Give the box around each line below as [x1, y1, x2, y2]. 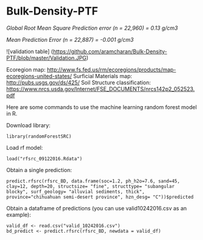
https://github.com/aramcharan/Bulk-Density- [53, 47, 168, 55]
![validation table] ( [6, 47, 53, 55]
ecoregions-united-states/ [6, 72, 72, 79]
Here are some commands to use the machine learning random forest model [6, 103, 197, 110]
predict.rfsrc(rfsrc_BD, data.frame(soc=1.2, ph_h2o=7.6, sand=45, [6, 178, 181, 184]
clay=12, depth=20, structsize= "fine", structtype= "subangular [6, 183, 175, 189]
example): [6, 211, 32, 218]
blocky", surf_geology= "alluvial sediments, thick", [6, 188, 145, 195]
